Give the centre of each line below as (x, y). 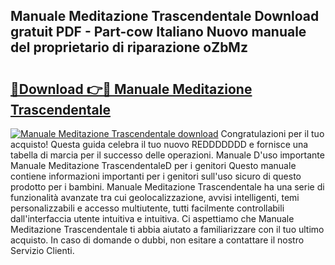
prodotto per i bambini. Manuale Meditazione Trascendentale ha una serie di (167, 187)
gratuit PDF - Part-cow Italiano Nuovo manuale (158, 32)
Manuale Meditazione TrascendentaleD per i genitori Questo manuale (153, 165)
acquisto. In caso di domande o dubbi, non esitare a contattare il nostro (157, 240)
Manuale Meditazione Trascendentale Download (165, 16)
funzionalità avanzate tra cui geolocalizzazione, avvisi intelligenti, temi (155, 197)
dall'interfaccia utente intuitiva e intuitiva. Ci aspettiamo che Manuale (152, 218)
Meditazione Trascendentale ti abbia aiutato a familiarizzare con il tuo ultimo (167, 229)
